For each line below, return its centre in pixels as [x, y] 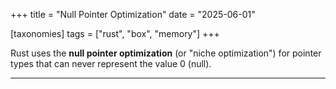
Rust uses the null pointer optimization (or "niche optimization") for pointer [166, 53]
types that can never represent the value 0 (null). [111, 63]
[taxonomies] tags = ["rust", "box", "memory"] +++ [115, 33]
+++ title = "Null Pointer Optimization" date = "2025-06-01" [133, 14]
